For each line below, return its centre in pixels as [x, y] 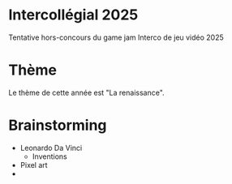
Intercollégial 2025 [73, 15]
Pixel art [34, 165]
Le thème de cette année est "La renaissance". [86, 92]
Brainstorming [58, 125]
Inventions [49, 156]
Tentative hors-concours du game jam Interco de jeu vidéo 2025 [116, 37]
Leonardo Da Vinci [51, 148]
